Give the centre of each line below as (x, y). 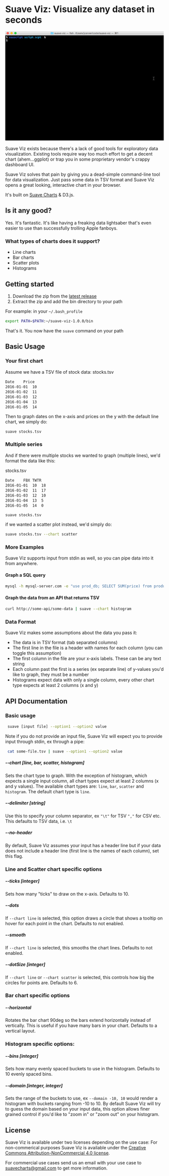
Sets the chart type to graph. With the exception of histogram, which (76, 775)
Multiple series (24, 444)
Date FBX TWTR (23, 480)
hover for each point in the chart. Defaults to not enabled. (65, 923)
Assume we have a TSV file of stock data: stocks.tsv (60, 372)
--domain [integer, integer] (34, 1085)
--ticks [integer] (22, 881)
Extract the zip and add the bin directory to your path (67, 301)
